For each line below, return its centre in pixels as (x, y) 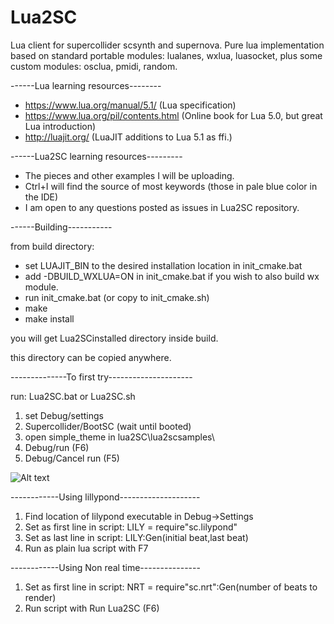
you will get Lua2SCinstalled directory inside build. (114, 338)
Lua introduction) (60, 126)
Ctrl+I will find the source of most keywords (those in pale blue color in (171, 186)
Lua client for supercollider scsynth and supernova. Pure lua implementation (167, 45)
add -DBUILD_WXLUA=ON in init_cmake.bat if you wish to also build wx (172, 276)
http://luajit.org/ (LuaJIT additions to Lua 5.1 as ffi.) (128, 137)
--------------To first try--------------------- (101, 377)
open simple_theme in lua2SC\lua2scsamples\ (119, 437)
